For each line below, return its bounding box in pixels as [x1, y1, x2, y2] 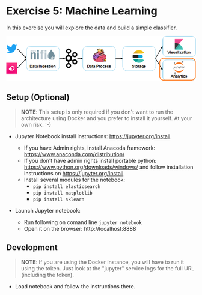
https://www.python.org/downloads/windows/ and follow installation [23, 163, 194, 171]
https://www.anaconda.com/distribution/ [23, 150, 125, 157]
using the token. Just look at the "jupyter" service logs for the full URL [20, 264, 195, 272]
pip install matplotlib [32, 190, 93, 196]
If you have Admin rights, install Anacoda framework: [23, 144, 155, 151]
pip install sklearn [32, 196, 85, 202]
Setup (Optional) [6, 92, 70, 103]
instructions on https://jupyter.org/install [23, 169, 124, 177]
